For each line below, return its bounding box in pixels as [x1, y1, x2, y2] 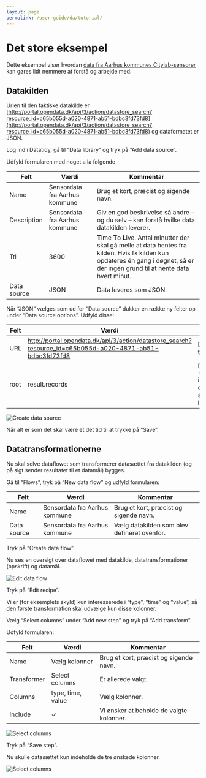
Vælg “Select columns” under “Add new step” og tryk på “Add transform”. [6, 617, 192, 624]
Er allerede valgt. [99, 675, 148, 684]
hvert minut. [97, 272, 132, 281]
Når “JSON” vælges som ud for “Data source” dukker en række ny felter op [6, 305, 196, 312]
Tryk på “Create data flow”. [6, 545, 75, 552]
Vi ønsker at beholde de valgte [99, 706, 188, 715]
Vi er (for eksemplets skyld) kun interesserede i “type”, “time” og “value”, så [6, 599, 197, 606]
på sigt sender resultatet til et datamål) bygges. [6, 467, 126, 474]
